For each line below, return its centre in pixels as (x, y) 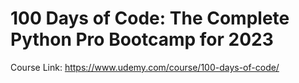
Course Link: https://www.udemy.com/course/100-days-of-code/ (145, 67)
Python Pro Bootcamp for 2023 (142, 39)
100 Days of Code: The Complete (150, 18)
